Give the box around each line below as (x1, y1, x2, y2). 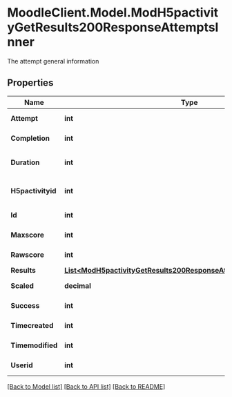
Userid (10, 360, 33, 370)
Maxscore (10, 230, 45, 240)
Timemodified (10, 340, 58, 350)
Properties (7, 77, 54, 89)
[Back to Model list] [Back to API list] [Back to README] (7, 382, 166, 391)
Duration (10, 157, 40, 167)
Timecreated (10, 320, 54, 330)
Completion (10, 133, 50, 143)
